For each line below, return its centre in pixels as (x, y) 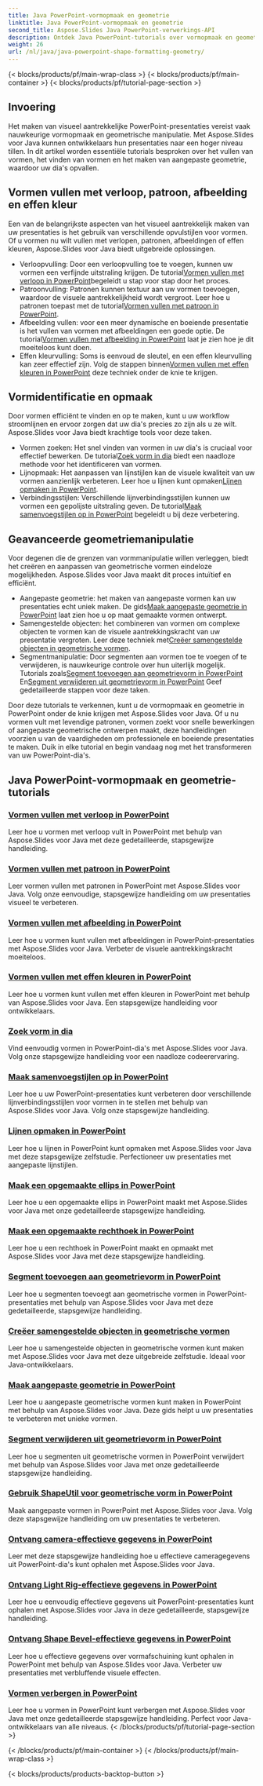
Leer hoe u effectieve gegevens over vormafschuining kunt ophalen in (121, 1656)
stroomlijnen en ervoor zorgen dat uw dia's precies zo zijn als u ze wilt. (122, 424)
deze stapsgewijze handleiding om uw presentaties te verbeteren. (114, 1518)
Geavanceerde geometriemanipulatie (101, 539)
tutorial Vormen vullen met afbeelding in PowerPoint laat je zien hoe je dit (137, 339)
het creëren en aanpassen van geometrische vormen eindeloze (110, 567)
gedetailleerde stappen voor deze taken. (85, 690)
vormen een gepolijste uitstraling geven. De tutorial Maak (110, 506)
